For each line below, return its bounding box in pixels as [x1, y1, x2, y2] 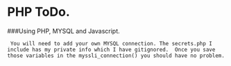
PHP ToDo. [7, 4, 71, 20]
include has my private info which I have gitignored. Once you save [7, 46, 216, 53]
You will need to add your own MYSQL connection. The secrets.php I [10, 40, 213, 47]
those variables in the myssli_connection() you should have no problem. [7, 52, 225, 59]
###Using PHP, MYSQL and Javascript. [7, 27, 120, 35]
